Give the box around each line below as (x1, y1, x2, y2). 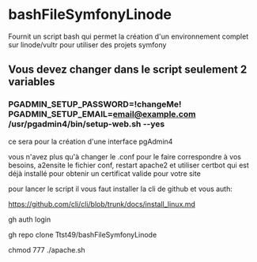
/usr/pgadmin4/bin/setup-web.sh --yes (8, 118, 165, 129)
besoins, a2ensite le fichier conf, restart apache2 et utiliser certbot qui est (8, 160, 249, 170)
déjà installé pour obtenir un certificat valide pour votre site (8, 168, 202, 178)
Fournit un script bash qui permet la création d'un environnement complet (8, 32, 249, 41)
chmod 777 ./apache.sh (8, 245, 85, 254)
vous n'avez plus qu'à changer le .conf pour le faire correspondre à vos (8, 152, 241, 161)
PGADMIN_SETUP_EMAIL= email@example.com (8, 109, 196, 120)
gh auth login (8, 215, 51, 224)
